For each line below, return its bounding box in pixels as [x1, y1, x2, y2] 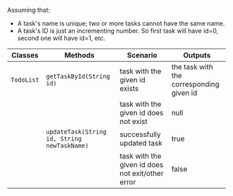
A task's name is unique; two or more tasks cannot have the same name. [17, 19, 225, 27]
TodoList [10, 76, 40, 84]
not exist [119, 117, 148, 126]
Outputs [183, 51, 211, 60]
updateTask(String [46, 128, 107, 136]
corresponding [171, 80, 220, 89]
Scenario [127, 51, 157, 60]
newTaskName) [46, 142, 89, 150]
